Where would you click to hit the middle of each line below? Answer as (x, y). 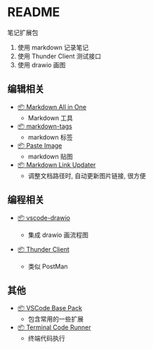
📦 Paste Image (40, 145)
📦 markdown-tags (45, 126)
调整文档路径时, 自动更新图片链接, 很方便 (87, 175)
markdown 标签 (50, 137)
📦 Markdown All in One (52, 107)
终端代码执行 (46, 338)
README (34, 12)
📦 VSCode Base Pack (50, 308)
